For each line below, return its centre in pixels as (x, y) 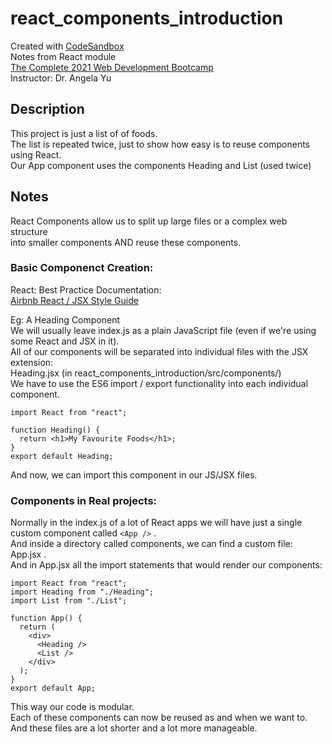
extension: (32, 362)
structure (29, 231)
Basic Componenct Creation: (82, 268)
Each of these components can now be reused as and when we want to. (159, 718)
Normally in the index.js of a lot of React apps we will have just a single (156, 523)
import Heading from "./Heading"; (82, 592)
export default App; (53, 688)
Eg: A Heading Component (65, 319)
